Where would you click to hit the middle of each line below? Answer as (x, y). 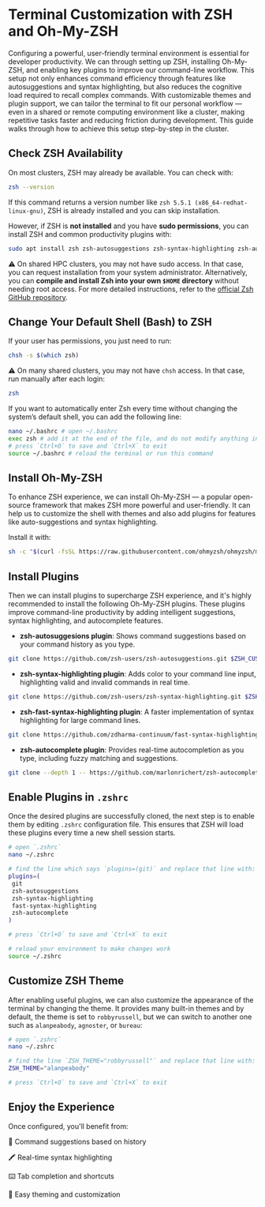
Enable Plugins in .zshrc (68, 797)
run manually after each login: (56, 379)
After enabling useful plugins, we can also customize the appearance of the (131, 999)
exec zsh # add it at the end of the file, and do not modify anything (128, 439)
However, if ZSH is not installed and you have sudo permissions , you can (129, 226)
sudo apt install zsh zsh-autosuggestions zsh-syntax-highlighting (121, 249)
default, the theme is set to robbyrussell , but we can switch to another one (130, 1017)
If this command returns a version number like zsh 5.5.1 (100, 202)
